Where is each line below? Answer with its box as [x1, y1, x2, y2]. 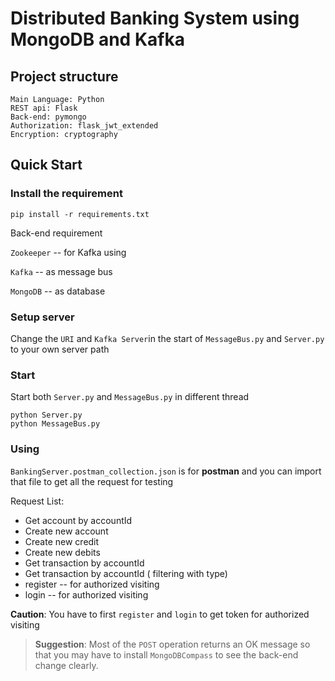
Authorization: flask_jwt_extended [10, 121, 159, 131]
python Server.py [10, 410, 83, 421]
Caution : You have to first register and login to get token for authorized [10, 608, 310, 620]
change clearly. [34, 659, 99, 671]
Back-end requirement [10, 227, 103, 239]
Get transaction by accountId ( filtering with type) [24, 567, 228, 579]
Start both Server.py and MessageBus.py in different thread [10, 391, 250, 403]
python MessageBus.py [10, 419, 101, 429]
